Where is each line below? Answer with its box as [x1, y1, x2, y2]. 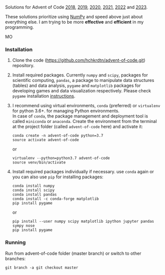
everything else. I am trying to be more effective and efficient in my [5, 19, 144, 25]
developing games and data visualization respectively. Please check [12, 88, 151, 94]
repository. [12, 63, 35, 69]
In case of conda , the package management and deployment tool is [12, 113, 148, 119]
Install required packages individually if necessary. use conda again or [12, 169, 154, 175]
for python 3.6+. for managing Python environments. [12, 108, 120, 114]
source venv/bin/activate [12, 160, 66, 165]
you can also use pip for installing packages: [12, 174, 104, 180]
